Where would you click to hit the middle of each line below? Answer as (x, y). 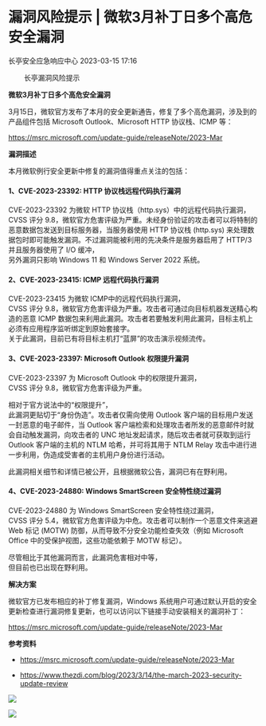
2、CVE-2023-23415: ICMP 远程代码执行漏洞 (84, 279)
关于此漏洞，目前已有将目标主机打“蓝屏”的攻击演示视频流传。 (109, 339)
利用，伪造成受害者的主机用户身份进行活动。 (95, 454)
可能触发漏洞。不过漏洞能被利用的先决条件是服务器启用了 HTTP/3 (144, 240)
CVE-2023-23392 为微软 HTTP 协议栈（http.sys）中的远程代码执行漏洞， (129, 210)
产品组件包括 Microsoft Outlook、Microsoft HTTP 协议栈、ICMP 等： (121, 121)
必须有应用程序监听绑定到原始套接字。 (71, 329)
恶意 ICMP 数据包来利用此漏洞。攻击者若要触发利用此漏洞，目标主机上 (137, 319)
